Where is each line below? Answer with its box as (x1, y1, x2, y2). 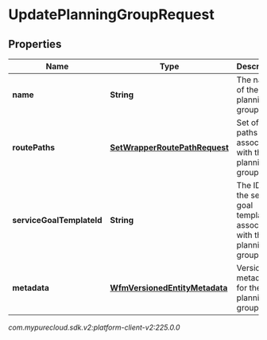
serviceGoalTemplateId (12, 215, 103, 225)
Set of (236, 117, 260, 128)
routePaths (12, 142, 56, 153)
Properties (8, 37, 62, 51)
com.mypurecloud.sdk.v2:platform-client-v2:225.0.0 (8, 322, 180, 332)
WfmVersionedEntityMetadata (110, 283, 228, 293)
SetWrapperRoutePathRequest (110, 142, 229, 153)
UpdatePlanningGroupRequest (8, 6, 215, 24)
